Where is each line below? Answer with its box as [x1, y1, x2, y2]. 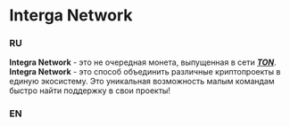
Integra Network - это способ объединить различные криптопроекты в [9, 67, 281, 77]
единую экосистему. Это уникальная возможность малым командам [9, 76, 275, 87]
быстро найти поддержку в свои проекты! [9, 85, 171, 96]
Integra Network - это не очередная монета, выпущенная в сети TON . [9, 57, 277, 67]
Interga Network [9, 5, 133, 26]
